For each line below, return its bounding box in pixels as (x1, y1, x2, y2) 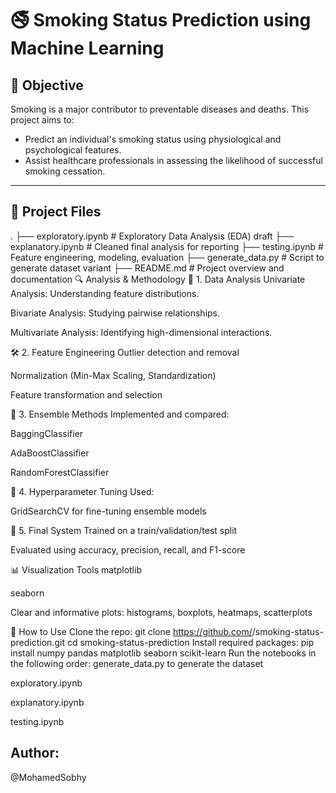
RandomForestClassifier (10, 466, 110, 478)
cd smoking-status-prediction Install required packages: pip (66, 636, 315, 648)
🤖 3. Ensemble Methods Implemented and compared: (10, 408, 230, 420)
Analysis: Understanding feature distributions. (10, 287, 200, 299)
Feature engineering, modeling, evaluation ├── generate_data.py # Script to (10, 251, 325, 263)
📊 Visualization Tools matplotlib (10, 563, 142, 576)
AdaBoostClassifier (10, 447, 90, 459)
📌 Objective (10, 77, 84, 94)
